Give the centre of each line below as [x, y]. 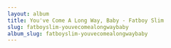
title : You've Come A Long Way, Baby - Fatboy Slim [85, 20]
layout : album [28, 14]
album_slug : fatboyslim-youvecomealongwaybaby [78, 34]
